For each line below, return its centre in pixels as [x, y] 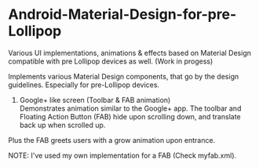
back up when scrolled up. [62, 125]
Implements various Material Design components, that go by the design [124, 76]
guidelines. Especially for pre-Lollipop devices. [84, 85]
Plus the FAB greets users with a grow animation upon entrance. [112, 140]
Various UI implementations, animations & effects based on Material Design [130, 53]
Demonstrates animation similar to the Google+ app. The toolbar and [130, 108]
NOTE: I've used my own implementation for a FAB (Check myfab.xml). [122, 155]
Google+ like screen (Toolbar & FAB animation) [95, 100]
